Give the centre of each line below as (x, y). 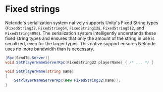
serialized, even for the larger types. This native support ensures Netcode (81, 43)
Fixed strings (33, 9)
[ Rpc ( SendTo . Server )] (27, 58)
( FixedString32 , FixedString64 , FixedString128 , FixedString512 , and (75, 28)
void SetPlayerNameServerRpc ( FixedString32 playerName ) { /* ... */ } (80, 62)
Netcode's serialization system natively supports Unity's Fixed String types (82, 23)
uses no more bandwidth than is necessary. (50, 49)
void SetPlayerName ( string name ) (40, 71)
